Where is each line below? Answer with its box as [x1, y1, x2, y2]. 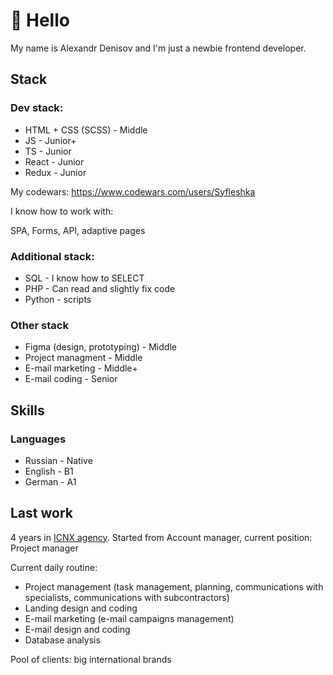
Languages [10, 432, 67, 446]
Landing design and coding [24, 602, 138, 614]
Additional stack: [10, 249, 95, 263]
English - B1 [24, 465, 74, 477]
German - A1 [24, 475, 77, 488]
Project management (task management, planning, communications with [24, 580, 324, 593]
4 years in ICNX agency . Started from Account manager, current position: [10, 531, 313, 543]
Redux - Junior [24, 166, 87, 178]
